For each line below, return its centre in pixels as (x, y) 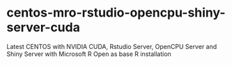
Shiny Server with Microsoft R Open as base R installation (89, 54)
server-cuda (44, 27)
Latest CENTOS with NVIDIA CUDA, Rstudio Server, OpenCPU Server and (112, 46)
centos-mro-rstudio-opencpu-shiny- (116, 13)
